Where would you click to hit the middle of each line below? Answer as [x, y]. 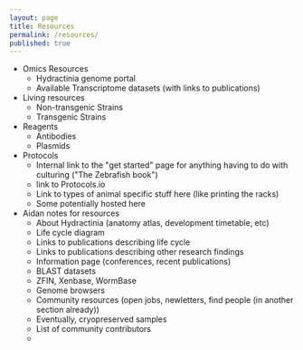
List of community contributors [94, 329]
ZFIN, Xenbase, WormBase [86, 281]
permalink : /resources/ [54, 34]
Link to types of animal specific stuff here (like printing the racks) [157, 194]
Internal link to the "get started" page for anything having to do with [162, 165]
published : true [40, 43]
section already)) [67, 310]
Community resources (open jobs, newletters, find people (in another [165, 300]
